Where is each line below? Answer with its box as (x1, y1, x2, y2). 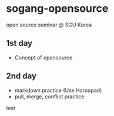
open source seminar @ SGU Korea (6, 21, 92, 28)
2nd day (6, 71, 37, 81)
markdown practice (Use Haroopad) (14, 87, 102, 94)
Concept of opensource (14, 54, 73, 61)
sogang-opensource (6, 2, 109, 15)
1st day (6, 38, 33, 48)
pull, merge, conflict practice (14, 93, 85, 100)
